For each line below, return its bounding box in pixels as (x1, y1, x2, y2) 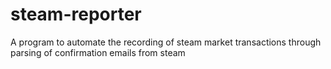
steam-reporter (10, 3, 142, 26)
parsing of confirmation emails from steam (10, 46, 186, 58)
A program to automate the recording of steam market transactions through (10, 36, 322, 48)
